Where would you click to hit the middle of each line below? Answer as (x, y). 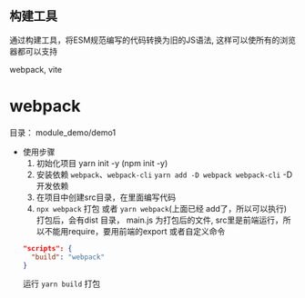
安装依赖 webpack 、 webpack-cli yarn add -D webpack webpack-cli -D (164, 174)
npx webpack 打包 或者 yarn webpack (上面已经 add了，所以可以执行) (162, 208)
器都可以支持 (33, 51)
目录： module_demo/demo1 (63, 132)
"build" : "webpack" (68, 257)
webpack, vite (36, 69)
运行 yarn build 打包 (61, 283)
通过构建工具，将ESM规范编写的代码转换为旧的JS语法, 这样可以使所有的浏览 (152, 40)
